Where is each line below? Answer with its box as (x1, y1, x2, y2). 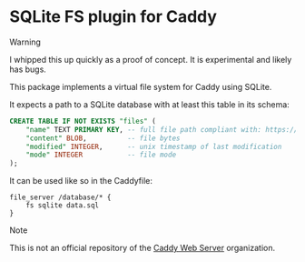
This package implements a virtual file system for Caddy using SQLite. (9, 81, 272, 92)
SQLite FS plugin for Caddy (9, 6, 218, 27)
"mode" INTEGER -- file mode (25, 150, 177, 160)
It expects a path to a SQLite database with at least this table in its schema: (9, 98, 290, 110)
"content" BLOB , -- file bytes (25, 134, 181, 143)
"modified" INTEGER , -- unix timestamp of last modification (25, 142, 282, 151)
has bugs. (9, 64, 47, 75)
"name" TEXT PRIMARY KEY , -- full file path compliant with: (25, 125, 261, 134)
